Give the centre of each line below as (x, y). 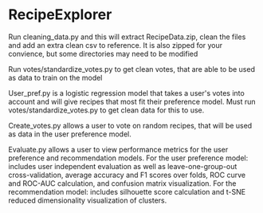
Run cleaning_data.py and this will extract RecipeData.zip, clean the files (127, 37)
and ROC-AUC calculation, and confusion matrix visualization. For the (122, 183)
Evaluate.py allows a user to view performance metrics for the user (118, 149)
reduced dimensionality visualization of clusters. (88, 200)
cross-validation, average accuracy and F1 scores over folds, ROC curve (127, 175)
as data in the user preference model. (70, 134)
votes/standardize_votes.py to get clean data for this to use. (106, 110)
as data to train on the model (55, 77)
